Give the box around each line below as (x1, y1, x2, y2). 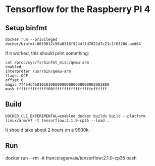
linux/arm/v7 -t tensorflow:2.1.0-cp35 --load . (5, 118, 110, 123)
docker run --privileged (5, 37, 58, 42)
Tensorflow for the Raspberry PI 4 (5, 4, 150, 15)
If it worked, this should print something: (5, 50, 89, 56)
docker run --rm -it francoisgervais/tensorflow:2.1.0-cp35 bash (5, 155, 137, 161)
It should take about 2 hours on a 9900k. (5, 127, 90, 133)
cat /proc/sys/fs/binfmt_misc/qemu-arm (5, 60, 89, 65)
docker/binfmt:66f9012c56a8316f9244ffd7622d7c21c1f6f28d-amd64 (5, 41, 141, 46)
